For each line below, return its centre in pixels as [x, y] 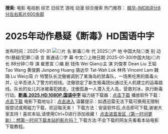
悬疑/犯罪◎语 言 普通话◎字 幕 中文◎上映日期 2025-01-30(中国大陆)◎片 [86, 57]
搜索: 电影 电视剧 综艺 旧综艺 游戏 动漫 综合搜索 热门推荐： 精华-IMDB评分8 [83, 8]
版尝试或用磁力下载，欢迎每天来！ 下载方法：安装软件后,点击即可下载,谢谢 [82, 107]
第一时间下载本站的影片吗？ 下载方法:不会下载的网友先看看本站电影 [89, 120]
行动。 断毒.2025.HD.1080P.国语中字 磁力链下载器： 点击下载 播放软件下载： [84, 95]
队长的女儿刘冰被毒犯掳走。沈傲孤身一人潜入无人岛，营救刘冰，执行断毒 [88, 89]
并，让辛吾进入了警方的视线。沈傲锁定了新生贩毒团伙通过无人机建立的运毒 [82, 82]
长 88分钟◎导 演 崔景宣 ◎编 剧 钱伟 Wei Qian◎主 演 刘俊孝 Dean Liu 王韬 [81, 63]
